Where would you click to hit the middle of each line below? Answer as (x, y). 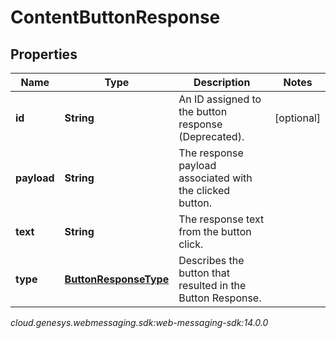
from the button (215, 231)
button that (204, 273)
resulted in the (212, 285)
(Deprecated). (211, 136)
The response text (221, 219)
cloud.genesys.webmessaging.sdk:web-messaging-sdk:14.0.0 (139, 322)
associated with (215, 178)
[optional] (297, 118)
